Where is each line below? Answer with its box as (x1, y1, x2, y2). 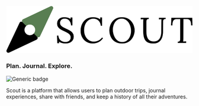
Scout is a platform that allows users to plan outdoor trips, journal (6, 87, 166, 94)
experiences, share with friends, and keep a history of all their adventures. (6, 93, 188, 100)
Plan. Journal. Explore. (6, 62, 73, 70)
